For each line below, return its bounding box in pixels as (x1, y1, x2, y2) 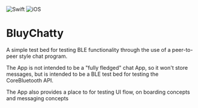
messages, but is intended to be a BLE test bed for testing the (6, 70, 159, 78)
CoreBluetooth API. (6, 76, 54, 84)
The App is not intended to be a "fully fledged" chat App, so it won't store (6, 64, 188, 71)
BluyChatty (6, 27, 64, 40)
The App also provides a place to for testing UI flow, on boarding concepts (6, 88, 190, 95)
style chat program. (19, 53, 68, 60)
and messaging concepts (6, 94, 69, 101)
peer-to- (172, 46, 193, 53)
